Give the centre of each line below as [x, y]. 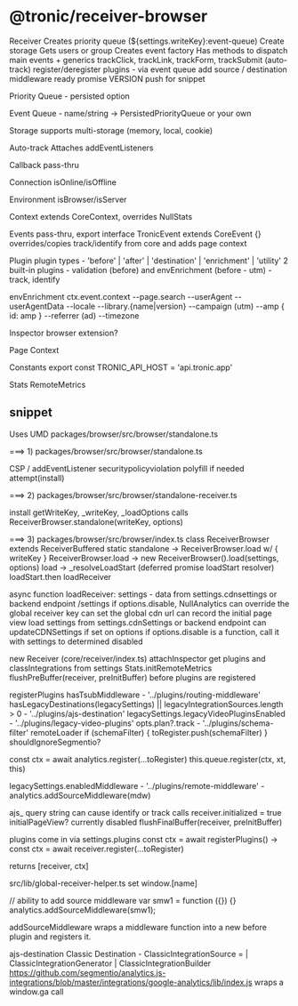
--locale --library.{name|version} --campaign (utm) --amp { [175, 306]
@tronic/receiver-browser [109, 16]
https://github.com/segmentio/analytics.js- [88, 972]
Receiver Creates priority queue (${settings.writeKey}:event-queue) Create [147, 41]
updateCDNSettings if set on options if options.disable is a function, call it [145, 632]
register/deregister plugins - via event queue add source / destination [160, 69]
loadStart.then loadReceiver [60, 576]
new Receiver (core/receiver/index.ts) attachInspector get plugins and [137, 658]
